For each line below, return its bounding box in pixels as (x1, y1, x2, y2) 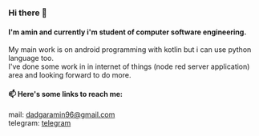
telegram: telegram (8, 118, 71, 128)
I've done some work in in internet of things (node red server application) (8, 62, 250, 71)
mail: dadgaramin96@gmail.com (8, 110, 115, 119)
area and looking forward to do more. (8, 70, 132, 80)
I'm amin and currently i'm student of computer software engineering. (8, 27, 247, 37)
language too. (8, 54, 55, 63)
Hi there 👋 (8, 7, 48, 18)
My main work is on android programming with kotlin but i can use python (8, 45, 252, 54)
